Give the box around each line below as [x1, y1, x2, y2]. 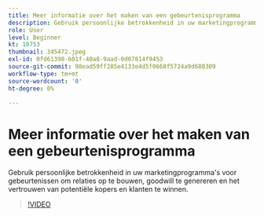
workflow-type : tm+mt [8, 70, 79, 78]
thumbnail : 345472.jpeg [8, 48, 86, 56]
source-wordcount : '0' [8, 77, 82, 85]
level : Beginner [8, 33, 61, 42]
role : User [8, 26, 44, 34]
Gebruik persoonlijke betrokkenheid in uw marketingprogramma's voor [8, 168, 237, 178]
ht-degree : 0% [8, 84, 55, 93]
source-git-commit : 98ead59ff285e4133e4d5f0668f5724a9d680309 [8, 63, 216, 71]
